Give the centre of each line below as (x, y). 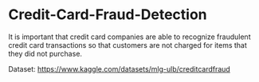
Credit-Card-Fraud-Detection (108, 15)
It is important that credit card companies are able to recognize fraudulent (129, 37)
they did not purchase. (45, 53)
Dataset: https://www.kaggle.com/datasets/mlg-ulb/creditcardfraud (120, 68)
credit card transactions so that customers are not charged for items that (128, 45)
